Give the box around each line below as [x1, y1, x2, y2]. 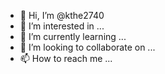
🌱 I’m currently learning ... [19, 31, 127, 42]
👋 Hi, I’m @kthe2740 [19, 10, 105, 21]
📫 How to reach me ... [19, 53, 113, 64]
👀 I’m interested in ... [19, 20, 105, 32]
